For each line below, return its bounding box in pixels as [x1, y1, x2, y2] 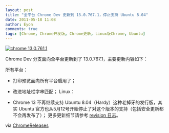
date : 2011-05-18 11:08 [5, 17, 56, 22]
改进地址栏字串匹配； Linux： [12, 88, 75, 95]
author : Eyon [5, 21, 33, 27]
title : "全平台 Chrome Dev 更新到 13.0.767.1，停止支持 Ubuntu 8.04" [5, 12, 149, 17]
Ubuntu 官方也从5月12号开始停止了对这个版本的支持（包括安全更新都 [18, 106, 164, 112]
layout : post [5, 7, 33, 13]
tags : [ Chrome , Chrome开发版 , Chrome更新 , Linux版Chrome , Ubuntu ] [5, 31, 145, 36]
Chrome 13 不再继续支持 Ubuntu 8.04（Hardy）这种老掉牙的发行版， [12, 99, 158, 105]
